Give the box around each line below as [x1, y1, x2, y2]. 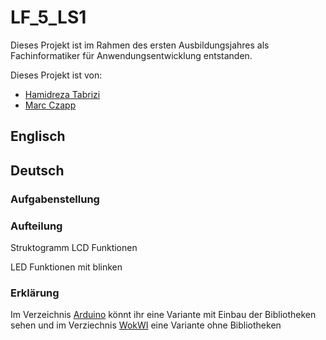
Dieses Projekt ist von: [10, 69, 103, 81]
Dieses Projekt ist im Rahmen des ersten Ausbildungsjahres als [10, 39, 270, 51]
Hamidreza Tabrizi [24, 88, 101, 100]
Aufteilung [10, 219, 63, 233]
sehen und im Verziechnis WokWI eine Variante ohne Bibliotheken [10, 319, 282, 331]
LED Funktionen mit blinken [10, 261, 123, 273]
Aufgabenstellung [10, 192, 100, 206]
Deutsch [10, 162, 65, 179]
